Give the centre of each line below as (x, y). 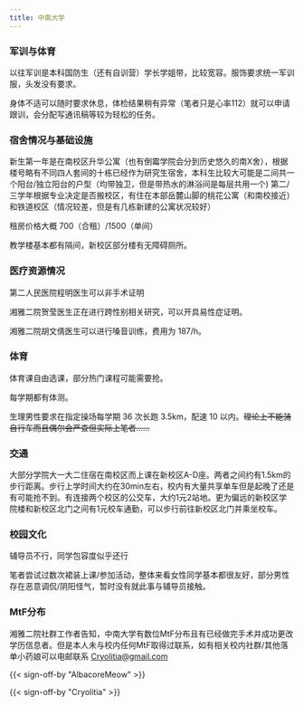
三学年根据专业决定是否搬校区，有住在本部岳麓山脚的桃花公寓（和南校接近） (152, 196)
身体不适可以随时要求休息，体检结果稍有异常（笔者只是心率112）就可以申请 (150, 103)
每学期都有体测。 (41, 397)
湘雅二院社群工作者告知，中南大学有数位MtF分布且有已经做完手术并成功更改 (152, 634)
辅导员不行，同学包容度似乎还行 (69, 556)
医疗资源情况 (38, 271)
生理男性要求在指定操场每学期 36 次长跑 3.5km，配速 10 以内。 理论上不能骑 (150, 416)
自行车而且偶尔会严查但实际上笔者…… (80, 427)
